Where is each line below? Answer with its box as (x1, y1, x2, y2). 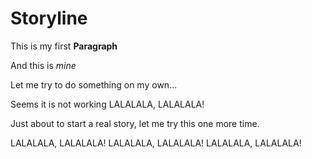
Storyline (10, 7, 88, 30)
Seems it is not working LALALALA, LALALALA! (10, 98, 205, 110)
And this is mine (10, 59, 77, 71)
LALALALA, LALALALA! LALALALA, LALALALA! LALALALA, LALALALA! (10, 137, 302, 149)
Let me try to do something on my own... (10, 78, 178, 91)
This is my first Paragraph (10, 40, 118, 52)
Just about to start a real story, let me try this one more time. (10, 117, 260, 129)
